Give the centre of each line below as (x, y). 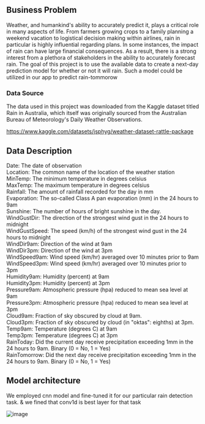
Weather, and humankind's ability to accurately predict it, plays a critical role (102, 25)
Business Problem (42, 10)
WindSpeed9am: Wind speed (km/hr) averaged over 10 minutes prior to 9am (102, 257)
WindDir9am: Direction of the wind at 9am (59, 244)
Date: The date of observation (44, 165)
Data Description (39, 151)
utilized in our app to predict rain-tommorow (62, 77)
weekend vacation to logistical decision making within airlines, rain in (93, 38)
